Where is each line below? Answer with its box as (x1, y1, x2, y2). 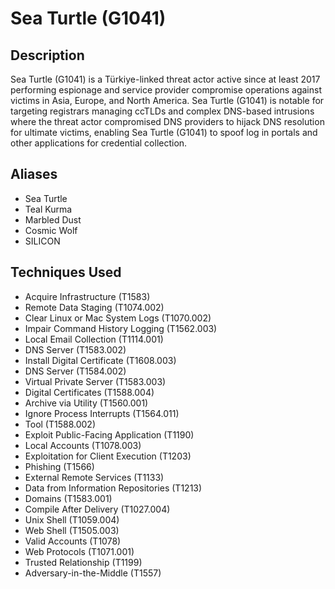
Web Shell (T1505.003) (24, 524, 120, 536)
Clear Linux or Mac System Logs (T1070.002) (24, 312, 212, 324)
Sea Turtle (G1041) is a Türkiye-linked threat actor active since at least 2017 (10, 73, 321, 85)
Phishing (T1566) (24, 460, 95, 472)
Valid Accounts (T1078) (24, 535, 122, 547)
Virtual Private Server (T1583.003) (24, 375, 167, 387)
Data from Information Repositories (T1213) (24, 482, 203, 494)
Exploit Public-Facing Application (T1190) (24, 428, 195, 441)
